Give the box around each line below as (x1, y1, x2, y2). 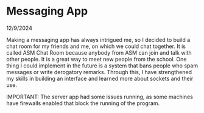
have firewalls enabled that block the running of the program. (6, 99, 160, 107)
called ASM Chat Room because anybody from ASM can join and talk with (6, 49, 192, 56)
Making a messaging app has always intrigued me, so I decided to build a (6, 36, 191, 43)
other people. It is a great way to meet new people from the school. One (6, 55, 187, 63)
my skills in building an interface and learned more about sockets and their (6, 75, 194, 82)
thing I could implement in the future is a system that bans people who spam (6, 62, 199, 69)
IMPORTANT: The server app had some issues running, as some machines (6, 93, 193, 100)
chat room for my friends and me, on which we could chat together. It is (6, 43, 186, 50)
